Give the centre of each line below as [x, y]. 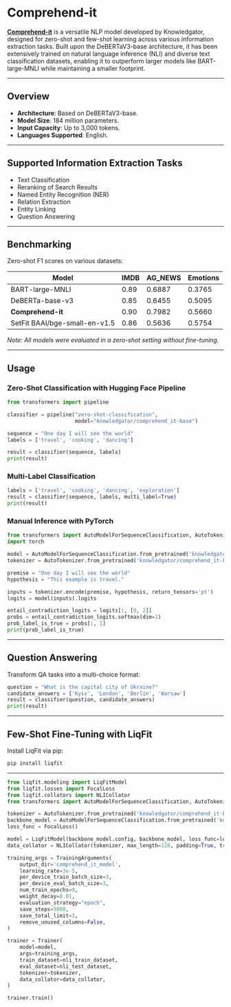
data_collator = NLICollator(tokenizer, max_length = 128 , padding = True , [112, 845]
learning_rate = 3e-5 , [49, 871]
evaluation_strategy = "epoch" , [63, 903]
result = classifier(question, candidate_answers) [81, 700]
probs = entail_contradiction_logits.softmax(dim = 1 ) [84, 617]
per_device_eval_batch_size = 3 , [64, 884]
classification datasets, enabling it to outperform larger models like [101, 61]
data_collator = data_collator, [63, 979]
